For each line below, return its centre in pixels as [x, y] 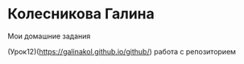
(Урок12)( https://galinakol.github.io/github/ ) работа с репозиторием [122, 51]
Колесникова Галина [81, 14]
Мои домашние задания [49, 36]
